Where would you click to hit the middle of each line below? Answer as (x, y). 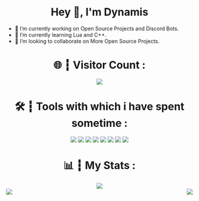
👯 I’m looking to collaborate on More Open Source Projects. (87, 41)
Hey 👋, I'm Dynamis (99, 12)
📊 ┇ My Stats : (99, 165)
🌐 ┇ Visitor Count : (99, 65)
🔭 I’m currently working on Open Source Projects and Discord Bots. (97, 28)
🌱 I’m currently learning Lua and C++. (60, 34)
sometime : (99, 123)
